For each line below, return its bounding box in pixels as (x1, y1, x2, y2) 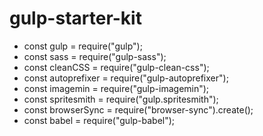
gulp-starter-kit (9, 7, 142, 30)
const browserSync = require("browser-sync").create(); (23, 103, 254, 116)
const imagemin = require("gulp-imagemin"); (23, 82, 210, 94)
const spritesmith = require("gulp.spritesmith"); (23, 93, 219, 105)
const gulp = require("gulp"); (23, 40, 143, 52)
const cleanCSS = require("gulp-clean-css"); (23, 61, 210, 73)
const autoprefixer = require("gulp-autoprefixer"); (23, 72, 229, 84)
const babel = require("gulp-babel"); (23, 114, 176, 126)
